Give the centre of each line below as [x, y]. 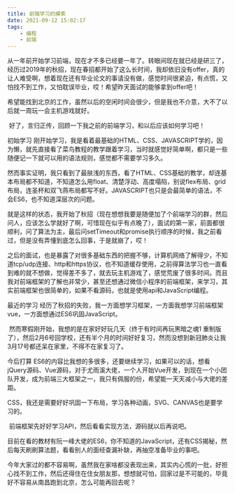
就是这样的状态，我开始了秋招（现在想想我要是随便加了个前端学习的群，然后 [117, 214]
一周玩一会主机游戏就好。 [56, 111]
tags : [15, 27]
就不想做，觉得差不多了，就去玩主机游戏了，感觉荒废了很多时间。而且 [127, 273]
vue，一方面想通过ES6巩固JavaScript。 [64, 314]
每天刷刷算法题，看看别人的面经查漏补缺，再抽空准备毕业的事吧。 [108, 450]
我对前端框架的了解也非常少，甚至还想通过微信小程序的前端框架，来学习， [114, 282]
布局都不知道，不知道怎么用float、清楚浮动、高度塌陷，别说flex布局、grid [119, 182]
